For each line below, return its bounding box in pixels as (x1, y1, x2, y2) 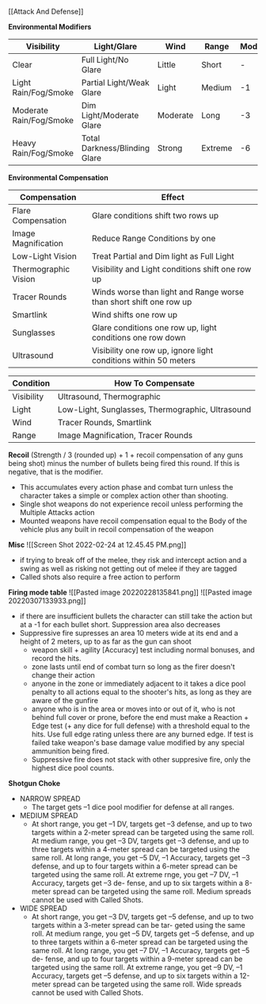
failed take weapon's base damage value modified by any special (31, 738, 245, 747)
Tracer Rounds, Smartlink (58, 417, 152, 428)
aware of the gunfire (31, 696, 99, 705)
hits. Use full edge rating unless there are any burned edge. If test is (31, 729, 254, 739)
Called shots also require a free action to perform (19, 572, 180, 582)
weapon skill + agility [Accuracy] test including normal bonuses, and (31, 645, 255, 654)
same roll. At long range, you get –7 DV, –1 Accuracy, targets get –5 (31, 946, 250, 955)
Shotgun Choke (8, 779, 61, 788)
